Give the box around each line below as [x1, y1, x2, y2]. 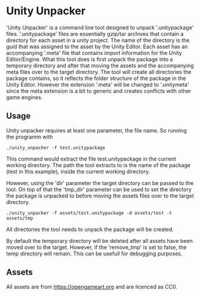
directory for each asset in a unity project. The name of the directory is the [6, 36, 190, 44]
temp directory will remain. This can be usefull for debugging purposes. [6, 249, 183, 257]
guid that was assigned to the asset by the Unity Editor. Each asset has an [6, 43, 188, 50]
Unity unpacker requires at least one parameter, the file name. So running [6, 127, 187, 134]
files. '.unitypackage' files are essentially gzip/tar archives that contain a [6, 30, 184, 37]
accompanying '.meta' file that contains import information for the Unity [6, 49, 182, 56]
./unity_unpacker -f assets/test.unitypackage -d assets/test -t [6, 210, 172, 216]
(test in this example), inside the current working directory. [6, 168, 150, 175]
